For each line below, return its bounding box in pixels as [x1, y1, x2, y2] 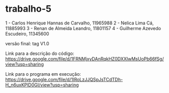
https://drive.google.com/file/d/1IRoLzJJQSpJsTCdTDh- [5, 76, 123, 82]
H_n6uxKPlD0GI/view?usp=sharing [5, 82, 79, 88]
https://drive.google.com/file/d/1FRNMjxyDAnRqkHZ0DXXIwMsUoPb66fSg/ [5, 55, 164, 61]
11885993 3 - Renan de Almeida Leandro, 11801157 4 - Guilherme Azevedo [5, 25, 161, 31]
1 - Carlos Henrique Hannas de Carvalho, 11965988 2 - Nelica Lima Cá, [5, 20, 154, 26]
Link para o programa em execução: [5, 71, 81, 77]
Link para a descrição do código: [5, 50, 75, 56]
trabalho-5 [5, 3, 52, 15]
